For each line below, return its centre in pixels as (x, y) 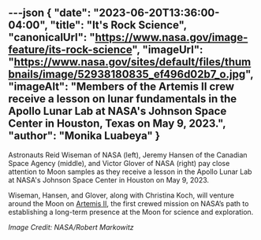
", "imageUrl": (168, 50)
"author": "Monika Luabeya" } (84, 136)
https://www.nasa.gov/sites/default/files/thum (132, 62)
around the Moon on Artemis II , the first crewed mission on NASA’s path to (129, 203)
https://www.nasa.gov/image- (172, 37)
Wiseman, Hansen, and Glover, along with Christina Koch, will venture (121, 195)
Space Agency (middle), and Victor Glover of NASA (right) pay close (119, 163)
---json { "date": (50, 13)
